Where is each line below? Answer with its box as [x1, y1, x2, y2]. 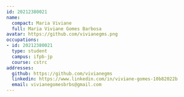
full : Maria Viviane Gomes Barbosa [12, 25, 102, 32]
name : [6, 14, 20, 20]
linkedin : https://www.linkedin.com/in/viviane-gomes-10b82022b [12, 76, 178, 82]
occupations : [6, 37, 39, 43]
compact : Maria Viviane [12, 20, 72, 26]
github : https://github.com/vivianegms [12, 70, 113, 77]
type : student [12, 48, 47, 54]
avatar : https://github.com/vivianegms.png [6, 31, 118, 37]
